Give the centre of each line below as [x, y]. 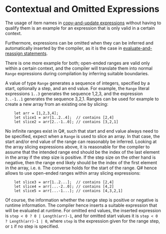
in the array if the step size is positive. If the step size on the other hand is [81, 157]
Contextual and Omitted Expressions [82, 9]
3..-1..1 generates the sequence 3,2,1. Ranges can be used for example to [82, 99]
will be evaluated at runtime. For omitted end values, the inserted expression [83, 210]
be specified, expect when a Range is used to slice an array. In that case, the [83, 136]
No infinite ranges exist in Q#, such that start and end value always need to [82, 131]
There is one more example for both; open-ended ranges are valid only [78, 63]
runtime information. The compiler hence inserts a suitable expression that [81, 205]
